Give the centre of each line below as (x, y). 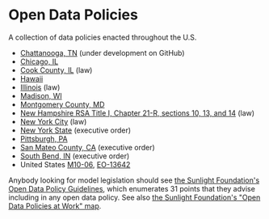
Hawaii (32, 78)
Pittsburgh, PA (44, 138)
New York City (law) (53, 121)
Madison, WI (41, 95)
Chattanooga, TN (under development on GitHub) (102, 53)
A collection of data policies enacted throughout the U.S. (103, 37)
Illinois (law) (40, 87)
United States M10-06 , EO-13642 (75, 164)
